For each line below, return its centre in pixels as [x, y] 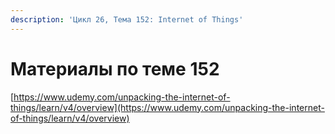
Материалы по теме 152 [115, 68]
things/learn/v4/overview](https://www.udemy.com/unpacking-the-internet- [167, 107]
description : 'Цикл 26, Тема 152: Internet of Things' [127, 19]
